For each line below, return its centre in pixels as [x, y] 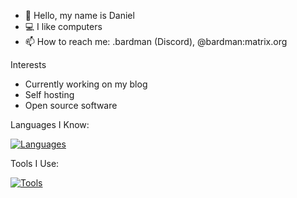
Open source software [71, 105]
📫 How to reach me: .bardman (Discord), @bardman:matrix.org [156, 41]
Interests [28, 64]
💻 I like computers [63, 26]
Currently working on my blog [86, 84]
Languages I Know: [50, 124]
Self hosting [49, 94]
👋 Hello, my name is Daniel [79, 15]
